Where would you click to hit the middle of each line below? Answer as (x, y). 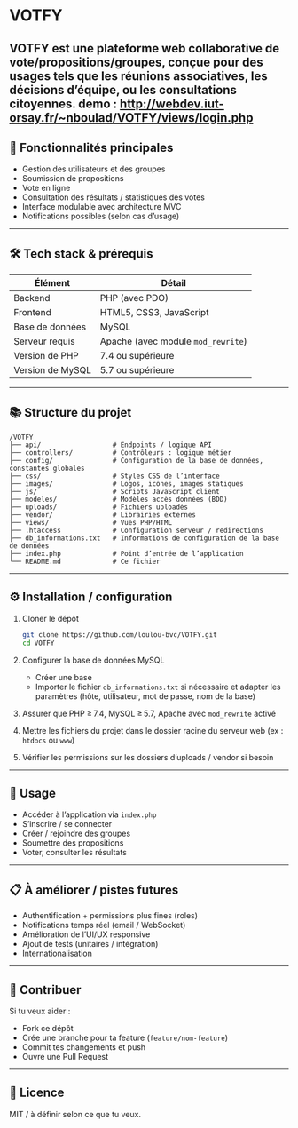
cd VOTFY (38, 643)
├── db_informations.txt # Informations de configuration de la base (144, 538)
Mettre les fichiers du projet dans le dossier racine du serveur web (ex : (153, 730)
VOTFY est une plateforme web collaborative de (145, 48)
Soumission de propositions (73, 179)
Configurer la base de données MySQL (93, 660)
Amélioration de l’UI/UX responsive (86, 934)
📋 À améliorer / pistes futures (94, 890)
